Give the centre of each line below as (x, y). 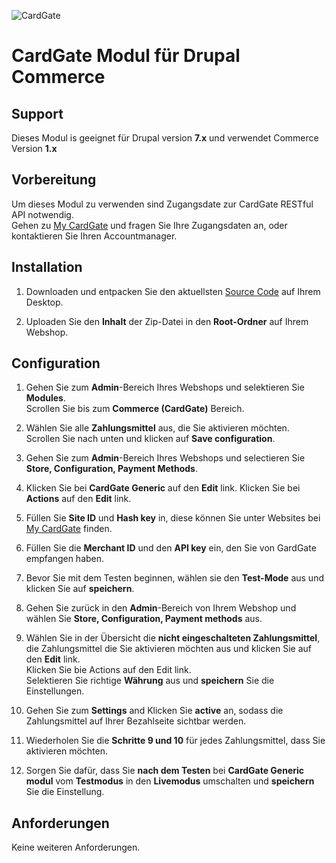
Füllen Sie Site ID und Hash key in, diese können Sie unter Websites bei (173, 518)
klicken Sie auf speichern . (80, 589)
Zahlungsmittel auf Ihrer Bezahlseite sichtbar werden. (136, 721)
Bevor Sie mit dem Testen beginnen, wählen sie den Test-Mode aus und (174, 578)
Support (37, 113)
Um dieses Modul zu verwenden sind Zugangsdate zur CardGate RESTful (162, 204)
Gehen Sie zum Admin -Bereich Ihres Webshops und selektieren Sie (165, 387)
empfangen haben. (65, 559)
